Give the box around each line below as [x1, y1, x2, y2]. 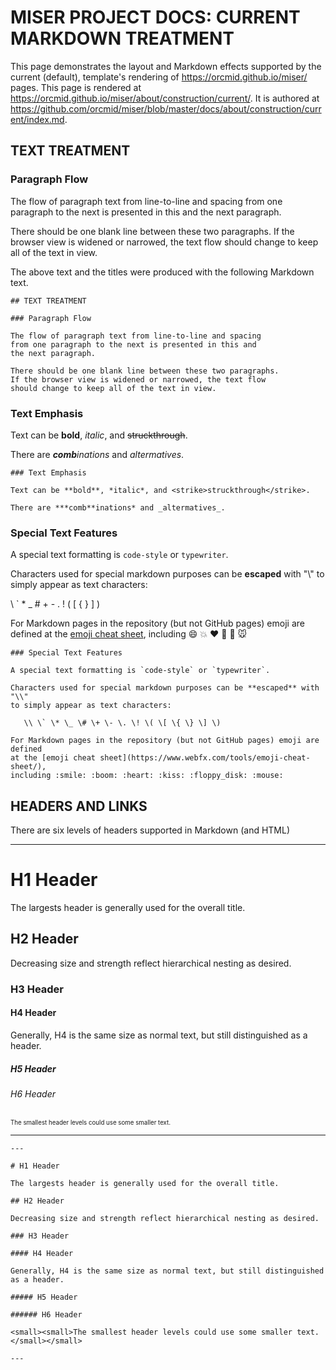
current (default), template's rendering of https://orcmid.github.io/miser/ [10, 71, 308, 83]
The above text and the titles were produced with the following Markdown [10, 266, 315, 278]
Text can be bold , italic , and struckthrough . [10, 429, 188, 441]
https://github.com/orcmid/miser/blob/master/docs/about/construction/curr [10, 102, 322, 115]
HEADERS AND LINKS [10, 797, 148, 815]
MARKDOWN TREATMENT [10, 27, 235, 50]
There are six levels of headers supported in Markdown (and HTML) [10, 824, 291, 836]
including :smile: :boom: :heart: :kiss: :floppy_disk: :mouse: [10, 771, 284, 781]
